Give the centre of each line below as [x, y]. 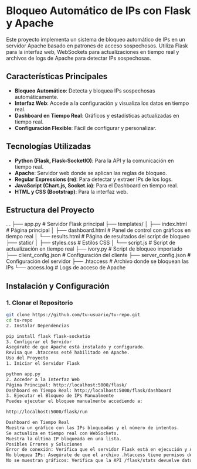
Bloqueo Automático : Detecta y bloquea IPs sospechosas [85, 90]
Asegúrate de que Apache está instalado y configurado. [76, 347]
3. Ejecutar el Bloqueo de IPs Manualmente [60, 396]
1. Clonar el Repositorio [40, 303]
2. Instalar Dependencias [38, 326]
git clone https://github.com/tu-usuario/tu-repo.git [73, 315]
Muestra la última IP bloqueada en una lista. [64, 439]
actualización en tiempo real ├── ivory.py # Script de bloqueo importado [94, 249]
